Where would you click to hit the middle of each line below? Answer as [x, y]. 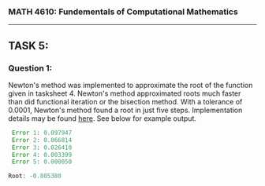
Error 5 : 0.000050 [42, 162]
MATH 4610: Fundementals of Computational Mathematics [123, 12]
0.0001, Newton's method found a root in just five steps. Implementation [125, 110]
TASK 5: [28, 46]
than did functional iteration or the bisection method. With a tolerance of [125, 101]
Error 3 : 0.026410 [42, 148]
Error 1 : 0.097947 [42, 133]
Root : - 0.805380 [35, 176]
